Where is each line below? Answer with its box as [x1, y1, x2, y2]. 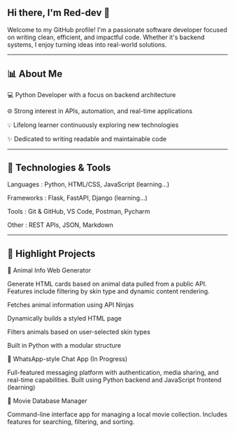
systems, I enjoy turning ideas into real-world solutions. [7, 40, 167, 49]
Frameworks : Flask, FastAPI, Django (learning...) [7, 193, 148, 203]
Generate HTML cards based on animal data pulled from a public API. [7, 280, 208, 288]
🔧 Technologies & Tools [7, 162, 111, 174]
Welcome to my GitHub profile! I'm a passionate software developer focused [7, 25, 227, 34]
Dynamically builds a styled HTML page [7, 314, 122, 323]
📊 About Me [7, 68, 63, 80]
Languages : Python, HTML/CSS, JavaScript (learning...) [7, 180, 170, 189]
